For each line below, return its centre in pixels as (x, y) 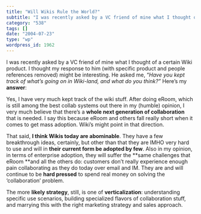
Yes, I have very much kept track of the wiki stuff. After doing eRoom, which (100, 99)
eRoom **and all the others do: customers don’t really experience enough (97, 161)
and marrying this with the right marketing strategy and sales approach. (95, 204)
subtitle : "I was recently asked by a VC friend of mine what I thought (99, 17)
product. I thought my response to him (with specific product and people (96, 68)
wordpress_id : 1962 (31, 45)
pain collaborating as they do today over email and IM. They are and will (95, 167)
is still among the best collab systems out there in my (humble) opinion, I (95, 105)
